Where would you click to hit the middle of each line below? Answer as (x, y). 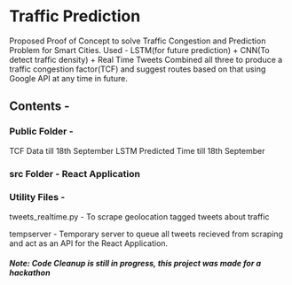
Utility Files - (37, 197)
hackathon (30, 273)
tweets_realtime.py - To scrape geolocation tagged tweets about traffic (139, 216)
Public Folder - (41, 132)
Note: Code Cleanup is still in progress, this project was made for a (135, 264)
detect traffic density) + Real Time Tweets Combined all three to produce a (146, 59)
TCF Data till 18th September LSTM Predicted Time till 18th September (137, 150)
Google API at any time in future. (69, 78)
